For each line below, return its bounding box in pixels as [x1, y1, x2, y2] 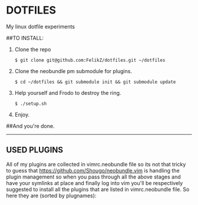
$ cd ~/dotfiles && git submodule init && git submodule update [14, 79, 176, 85]
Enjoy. [14, 111, 30, 118]
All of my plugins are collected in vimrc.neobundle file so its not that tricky [6, 160, 186, 168]
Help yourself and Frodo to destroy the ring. [14, 89, 121, 96]
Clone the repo [14, 45, 51, 53]
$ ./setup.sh [14, 101, 47, 107]
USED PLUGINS [6, 145, 64, 155]
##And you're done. [6, 122, 55, 130]
